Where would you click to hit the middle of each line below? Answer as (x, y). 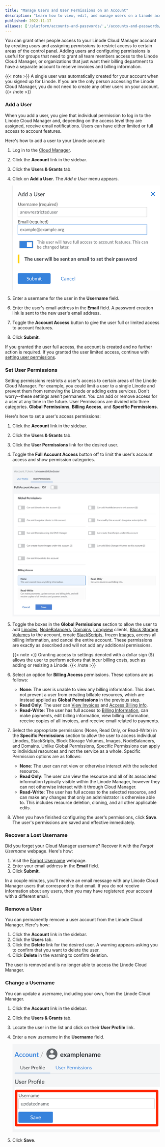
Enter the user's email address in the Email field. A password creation (82, 308)
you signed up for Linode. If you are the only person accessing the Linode (80, 82)
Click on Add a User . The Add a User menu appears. (66, 178)
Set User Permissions (31, 370)
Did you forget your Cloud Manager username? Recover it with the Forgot (79, 846)
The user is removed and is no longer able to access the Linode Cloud (76, 965)
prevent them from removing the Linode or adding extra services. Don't (77, 391)
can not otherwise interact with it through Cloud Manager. (78, 787)
